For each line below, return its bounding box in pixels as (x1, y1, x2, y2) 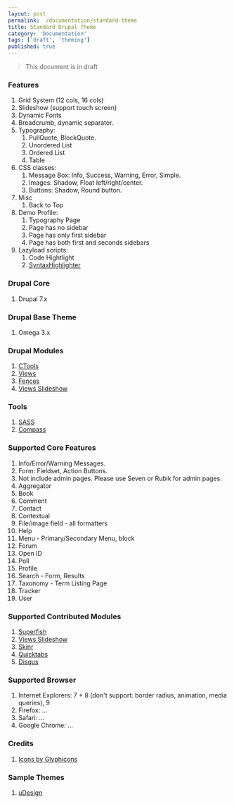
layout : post (8, 10, 46, 18)
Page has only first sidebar (28, 231, 107, 240)
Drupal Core (8, 279, 51, 288)
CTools (18, 362, 39, 370)
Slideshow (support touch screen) (18, 104, 117, 112)
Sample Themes (8, 772, 65, 782)
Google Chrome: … (18, 721, 73, 730)
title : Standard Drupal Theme (8, 23, 97, 30)
